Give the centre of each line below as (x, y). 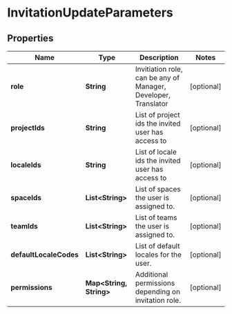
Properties (30, 38)
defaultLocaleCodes (45, 255)
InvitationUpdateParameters (90, 13)
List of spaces (158, 189)
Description (159, 58)
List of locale (156, 152)
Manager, (151, 86)
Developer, (153, 95)
